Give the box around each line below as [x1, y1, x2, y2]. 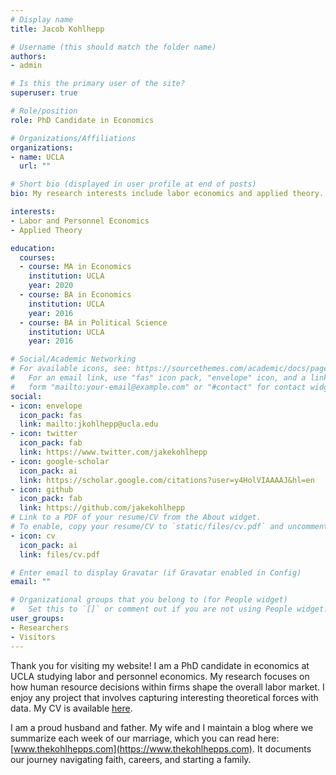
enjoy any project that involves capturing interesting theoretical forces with [10, 691, 319, 703]
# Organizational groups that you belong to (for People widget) [10, 595, 288, 605]
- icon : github [10, 484, 74, 495]
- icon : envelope [10, 401, 83, 411]
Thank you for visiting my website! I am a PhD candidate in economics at [10, 659, 310, 671]
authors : [10, 51, 47, 61]
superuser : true [10, 88, 78, 98]
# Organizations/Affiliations [10, 133, 137, 143]
